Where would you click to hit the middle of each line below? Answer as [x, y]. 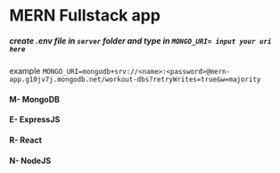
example [25, 71]
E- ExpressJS [35, 119]
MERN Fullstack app [85, 16]
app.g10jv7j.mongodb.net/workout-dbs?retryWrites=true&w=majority [135, 80]
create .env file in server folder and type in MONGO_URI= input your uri [140, 40]
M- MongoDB [35, 99]
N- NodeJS [30, 161]
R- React [26, 140]
